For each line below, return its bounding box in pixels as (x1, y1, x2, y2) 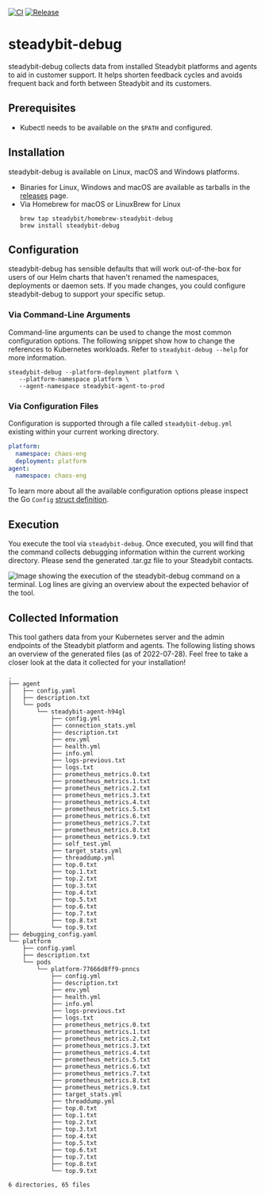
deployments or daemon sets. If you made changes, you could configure (8, 281, 246, 290)
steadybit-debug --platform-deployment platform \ (8, 368, 179, 376)
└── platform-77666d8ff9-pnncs (36, 965, 140, 973)
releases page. (19, 191, 69, 200)
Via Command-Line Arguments (8, 309, 131, 320)
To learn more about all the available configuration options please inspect (8, 486, 248, 496)
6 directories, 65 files (8, 1181, 90, 1189)
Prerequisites (8, 102, 76, 115)
